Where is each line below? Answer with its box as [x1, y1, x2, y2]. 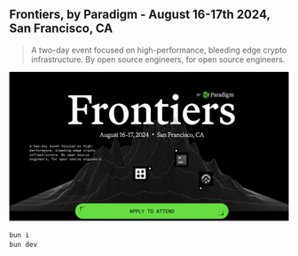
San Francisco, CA [9, 21, 114, 36]
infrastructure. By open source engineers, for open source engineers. [30, 53, 286, 65]
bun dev [9, 240, 38, 249]
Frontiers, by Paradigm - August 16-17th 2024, [9, 7, 271, 22]
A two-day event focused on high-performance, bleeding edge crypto [30, 44, 287, 55]
